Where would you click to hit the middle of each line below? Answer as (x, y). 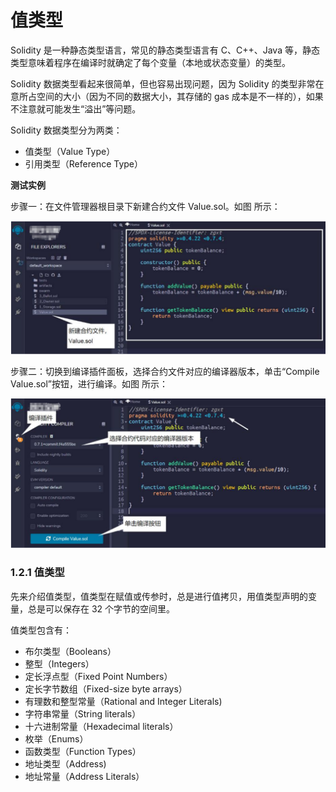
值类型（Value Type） (70, 151)
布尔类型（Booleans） (70, 651)
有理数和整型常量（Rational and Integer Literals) (123, 701)
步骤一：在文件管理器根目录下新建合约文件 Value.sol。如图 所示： (145, 206)
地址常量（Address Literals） (84, 776)
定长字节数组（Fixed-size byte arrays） (106, 688)
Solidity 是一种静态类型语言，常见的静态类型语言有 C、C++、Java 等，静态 (165, 50)
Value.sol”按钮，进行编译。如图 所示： (89, 383)
